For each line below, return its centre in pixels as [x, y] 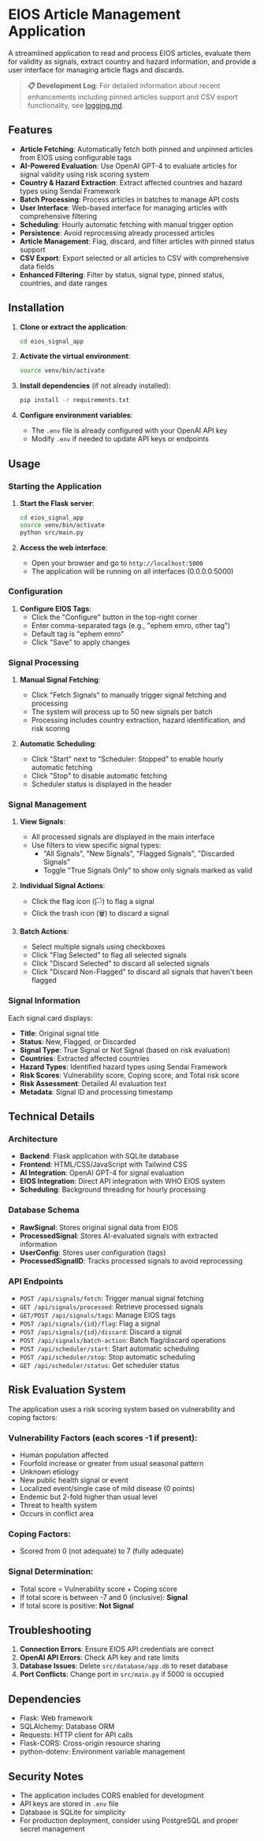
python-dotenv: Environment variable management [102, 1752]
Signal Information [45, 1001]
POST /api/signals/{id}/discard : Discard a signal [100, 1331]
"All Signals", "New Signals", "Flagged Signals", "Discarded [139, 854]
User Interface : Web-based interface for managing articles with [123, 207]
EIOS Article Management [95, 15]
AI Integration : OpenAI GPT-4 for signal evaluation [102, 1173]
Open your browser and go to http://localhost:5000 [117, 563]
